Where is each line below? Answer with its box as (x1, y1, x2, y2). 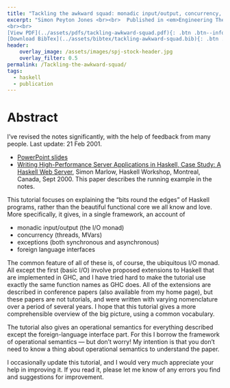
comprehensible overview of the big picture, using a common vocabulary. (7, 310, 215, 318)
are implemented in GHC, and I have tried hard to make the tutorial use (7, 273, 206, 282)
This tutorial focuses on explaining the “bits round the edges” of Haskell (7, 196, 210, 204)
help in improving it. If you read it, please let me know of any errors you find (7, 365, 221, 374)
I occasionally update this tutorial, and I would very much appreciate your (7, 358, 214, 367)
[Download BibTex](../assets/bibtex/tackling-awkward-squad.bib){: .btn (7, 36, 219, 43)
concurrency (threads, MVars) (16, 231, 103, 239)
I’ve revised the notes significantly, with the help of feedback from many (7, 133, 211, 141)
